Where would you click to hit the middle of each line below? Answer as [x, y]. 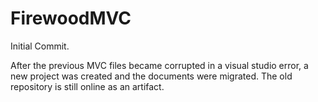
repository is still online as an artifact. [87, 86]
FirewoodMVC [71, 18]
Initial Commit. [40, 46]
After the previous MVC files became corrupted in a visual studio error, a [159, 65]
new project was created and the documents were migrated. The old [151, 76]
